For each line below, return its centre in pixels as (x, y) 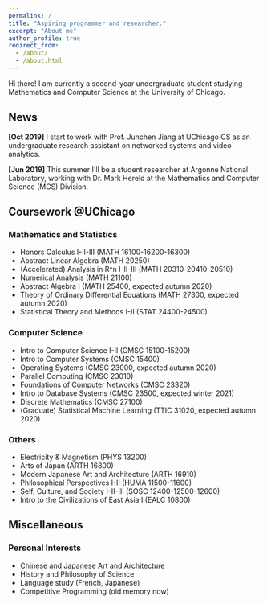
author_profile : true (44, 38)
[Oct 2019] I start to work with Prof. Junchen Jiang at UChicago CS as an (129, 137)
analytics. (24, 154)
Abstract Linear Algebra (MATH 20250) (85, 261)
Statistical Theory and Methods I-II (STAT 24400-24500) (114, 312)
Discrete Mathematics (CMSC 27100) (81, 401)
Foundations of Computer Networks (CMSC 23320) (105, 384)
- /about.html (39, 61)
